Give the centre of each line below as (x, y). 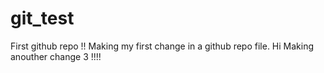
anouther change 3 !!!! (56, 56)
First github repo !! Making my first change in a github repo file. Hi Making (162, 46)
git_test (42, 18)
